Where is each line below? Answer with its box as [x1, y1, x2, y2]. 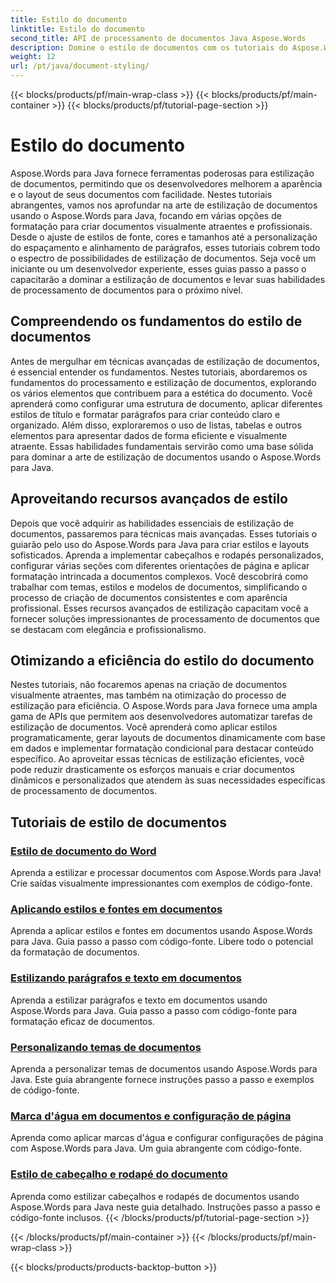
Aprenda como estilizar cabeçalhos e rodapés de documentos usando [10, 1190, 300, 1202]
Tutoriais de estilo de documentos [10, 814, 227, 831]
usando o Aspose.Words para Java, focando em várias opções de [10, 209, 282, 221]
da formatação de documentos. [10, 946, 140, 958]
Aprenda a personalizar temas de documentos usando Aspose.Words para [10, 1062, 318, 1075]
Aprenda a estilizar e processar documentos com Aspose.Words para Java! [10, 867, 322, 879]
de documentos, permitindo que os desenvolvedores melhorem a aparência [10, 177, 323, 190]
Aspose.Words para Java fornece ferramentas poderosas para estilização [10, 167, 315, 179]
